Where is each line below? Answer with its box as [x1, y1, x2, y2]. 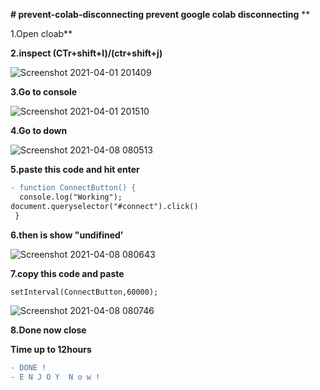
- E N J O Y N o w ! [10, 372, 101, 383]
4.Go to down [10, 125, 68, 136]
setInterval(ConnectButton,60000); [10, 287, 159, 297]
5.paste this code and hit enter [10, 164, 140, 175]
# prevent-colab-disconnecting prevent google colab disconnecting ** [10, 9, 311, 20]
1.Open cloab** [10, 28, 73, 39]
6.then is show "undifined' [10, 229, 124, 241]
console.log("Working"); [19, 192, 123, 202]
